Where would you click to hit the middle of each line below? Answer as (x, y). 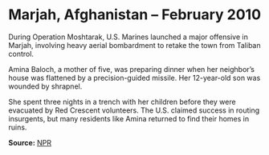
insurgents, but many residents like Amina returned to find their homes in (129, 118)
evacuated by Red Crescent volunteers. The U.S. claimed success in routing (134, 110)
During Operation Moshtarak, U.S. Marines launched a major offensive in (128, 37)
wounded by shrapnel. (45, 86)
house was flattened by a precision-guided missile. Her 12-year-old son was (134, 77)
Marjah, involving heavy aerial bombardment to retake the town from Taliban (134, 45)
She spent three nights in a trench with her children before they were (122, 101)
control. (21, 54)
